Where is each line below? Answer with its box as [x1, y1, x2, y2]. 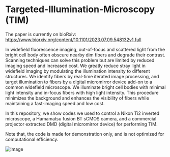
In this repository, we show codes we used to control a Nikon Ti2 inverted [5, 110, 159, 116]
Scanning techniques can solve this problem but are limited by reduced [5, 57, 155, 63]
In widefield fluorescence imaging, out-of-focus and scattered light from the [5, 46, 165, 52]
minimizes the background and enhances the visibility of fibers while [5, 95, 149, 101]
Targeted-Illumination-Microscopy [5, 4, 155, 15]
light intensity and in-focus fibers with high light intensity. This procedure [5, 89, 159, 96]
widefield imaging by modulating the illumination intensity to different [5, 68, 150, 74]
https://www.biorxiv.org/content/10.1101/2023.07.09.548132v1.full [5, 37, 141, 43]
